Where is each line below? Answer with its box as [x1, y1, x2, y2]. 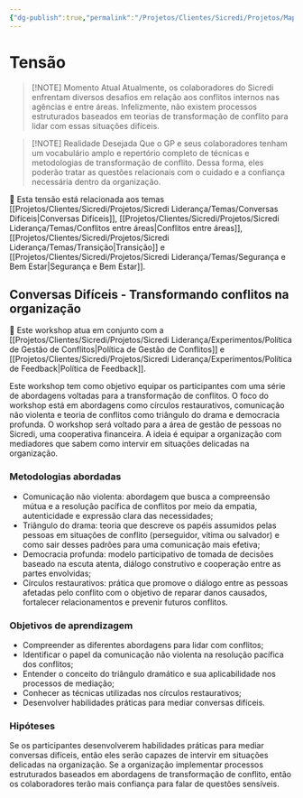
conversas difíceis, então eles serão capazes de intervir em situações [9, 750, 269, 761]
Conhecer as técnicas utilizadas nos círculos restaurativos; [22, 687, 242, 698]
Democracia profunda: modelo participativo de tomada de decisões [22, 548, 274, 560]
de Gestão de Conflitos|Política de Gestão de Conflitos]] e [9, 344, 225, 355]
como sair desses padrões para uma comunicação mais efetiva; [22, 539, 261, 550]
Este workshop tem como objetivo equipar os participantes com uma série [9, 381, 286, 392]
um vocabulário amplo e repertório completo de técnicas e [31, 147, 250, 158]
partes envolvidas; [22, 568, 92, 579]
